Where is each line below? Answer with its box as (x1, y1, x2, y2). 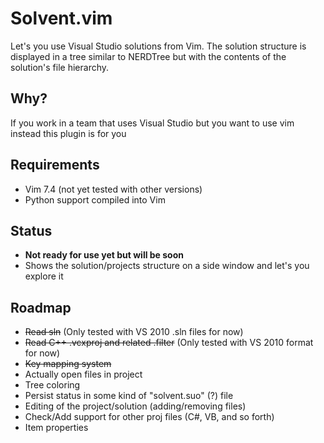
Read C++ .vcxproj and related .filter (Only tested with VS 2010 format (24, 337, 314, 349)
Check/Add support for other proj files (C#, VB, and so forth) (24, 411, 275, 423)
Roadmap (10, 299, 72, 316)
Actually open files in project (24, 368, 143, 381)
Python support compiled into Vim (24, 193, 166, 206)
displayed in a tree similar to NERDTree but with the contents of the (10, 50, 287, 62)
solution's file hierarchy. (10, 61, 110, 73)
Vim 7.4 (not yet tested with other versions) (24, 183, 203, 195)
